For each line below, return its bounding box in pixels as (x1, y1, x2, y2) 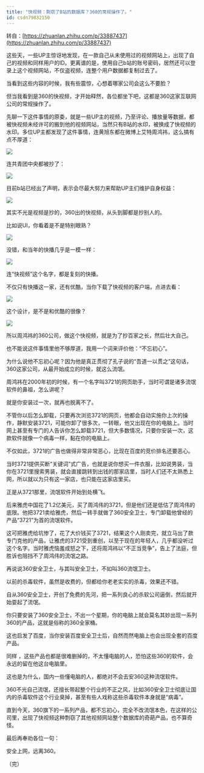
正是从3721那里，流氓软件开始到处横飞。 (6, 488, 109, 495)
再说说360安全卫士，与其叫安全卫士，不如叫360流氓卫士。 (6, 565, 154, 572)
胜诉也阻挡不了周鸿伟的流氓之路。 (6, 552, 92, 559)
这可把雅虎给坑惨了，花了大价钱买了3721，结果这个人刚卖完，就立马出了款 (6, 529, 194, 537)
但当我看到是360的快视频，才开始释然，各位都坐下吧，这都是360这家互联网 (6, 92, 197, 100)
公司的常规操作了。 (6, 100, 55, 107)
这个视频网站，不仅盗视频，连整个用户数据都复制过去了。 (16, 66, 161, 74)
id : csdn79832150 (6, 15, 50, 21)
